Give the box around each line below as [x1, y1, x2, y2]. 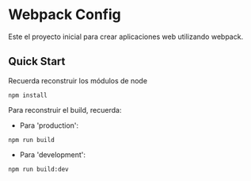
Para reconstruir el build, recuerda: [8, 105, 122, 114]
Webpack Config [8, 6, 121, 24]
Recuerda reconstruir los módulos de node [8, 75, 148, 85]
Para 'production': [19, 121, 79, 130]
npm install [8, 91, 48, 99]
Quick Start [8, 55, 66, 68]
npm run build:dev [8, 165, 69, 173]
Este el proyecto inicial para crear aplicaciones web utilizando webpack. [8, 32, 244, 41]
